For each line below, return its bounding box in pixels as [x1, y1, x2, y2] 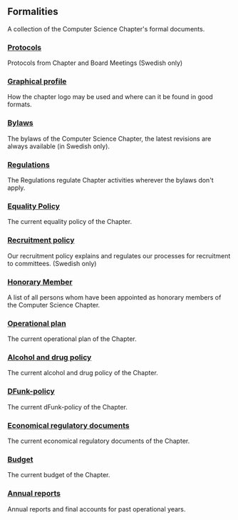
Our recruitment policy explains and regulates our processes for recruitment [7, 251, 231, 260]
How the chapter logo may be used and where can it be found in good [7, 93, 214, 101]
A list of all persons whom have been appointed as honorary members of [7, 292, 222, 302]
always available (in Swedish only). [7, 142, 110, 151]
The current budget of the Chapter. [7, 471, 110, 479]
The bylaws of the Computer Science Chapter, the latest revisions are [7, 134, 212, 143]
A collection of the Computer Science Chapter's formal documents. [7, 24, 205, 33]
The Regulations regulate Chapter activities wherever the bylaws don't [7, 176, 214, 184]
